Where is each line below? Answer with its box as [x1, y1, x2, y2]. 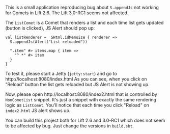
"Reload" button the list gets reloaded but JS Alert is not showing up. [5, 82, 150, 87]
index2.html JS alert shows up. [5, 108, 71, 114]
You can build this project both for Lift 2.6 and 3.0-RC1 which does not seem [5, 117, 165, 123]
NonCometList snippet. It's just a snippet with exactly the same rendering [5, 97, 157, 102]
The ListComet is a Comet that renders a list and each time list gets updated [5, 20, 164, 25]
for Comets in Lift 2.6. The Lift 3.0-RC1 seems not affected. [5, 10, 129, 16]
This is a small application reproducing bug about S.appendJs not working [5, 5, 159, 10]
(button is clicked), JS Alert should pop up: [5, 25, 95, 31]
